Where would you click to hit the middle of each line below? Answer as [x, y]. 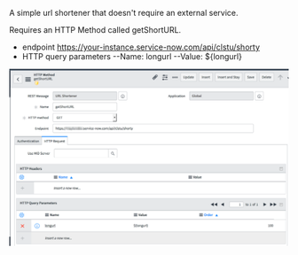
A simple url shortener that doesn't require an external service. [124, 13]
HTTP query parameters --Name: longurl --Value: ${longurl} [132, 56]
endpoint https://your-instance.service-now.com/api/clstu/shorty [141, 47]
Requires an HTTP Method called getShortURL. [95, 30]
